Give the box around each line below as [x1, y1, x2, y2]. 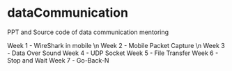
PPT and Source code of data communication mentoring [7, 28, 169, 36]
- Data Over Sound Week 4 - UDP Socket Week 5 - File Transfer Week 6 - [7, 49, 219, 57]
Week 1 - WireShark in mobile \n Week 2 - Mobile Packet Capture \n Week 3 [7, 41, 225, 49]
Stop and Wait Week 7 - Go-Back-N [7, 56, 109, 64]
